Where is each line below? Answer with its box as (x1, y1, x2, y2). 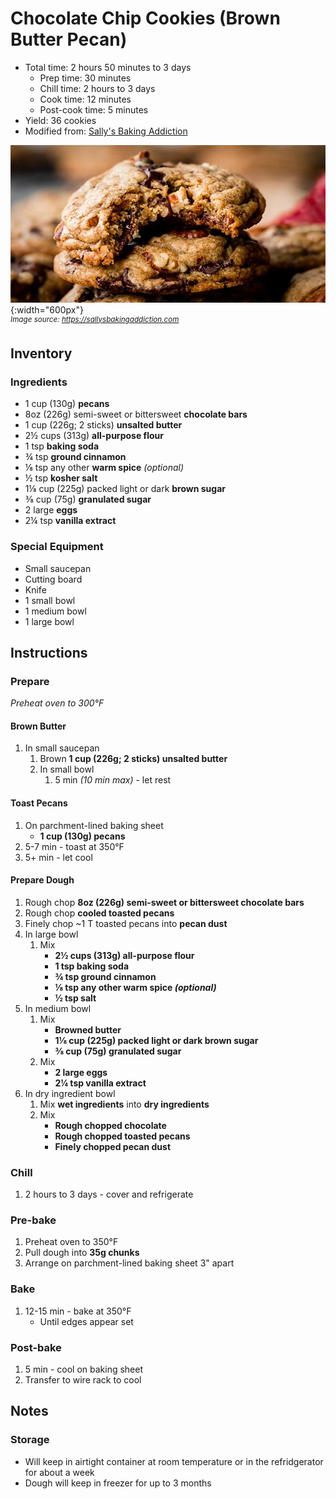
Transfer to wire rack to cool (24, 1374, 142, 1386)
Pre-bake (10, 1213, 57, 1227)
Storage (10, 1433, 50, 1447)
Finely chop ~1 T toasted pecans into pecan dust (24, 917, 228, 929)
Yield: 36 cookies (24, 114, 97, 126)
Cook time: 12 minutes (39, 93, 132, 105)
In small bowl (39, 763, 95, 776)
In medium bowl (24, 1002, 92, 1014)
